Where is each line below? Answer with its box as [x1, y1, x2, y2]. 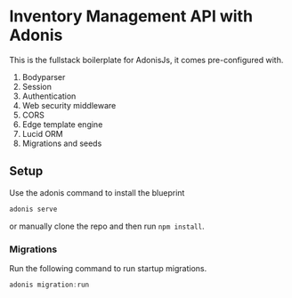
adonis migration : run [9, 280, 90, 289]
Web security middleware [21, 100, 117, 110]
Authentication [21, 91, 77, 101]
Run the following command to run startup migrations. [9, 262, 207, 273]
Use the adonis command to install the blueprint [9, 187, 185, 197]
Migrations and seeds [21, 138, 102, 149]
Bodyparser [21, 71, 66, 82]
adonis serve [9, 205, 58, 213]
